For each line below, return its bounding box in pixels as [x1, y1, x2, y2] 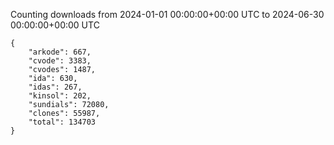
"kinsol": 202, [28, 91, 92, 101]
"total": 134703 [28, 117, 97, 127]
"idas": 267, [28, 82, 83, 92]
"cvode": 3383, [28, 56, 92, 66]
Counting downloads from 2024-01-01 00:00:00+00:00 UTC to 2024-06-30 [10, 9, 325, 20]
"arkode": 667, [28, 47, 92, 57]
